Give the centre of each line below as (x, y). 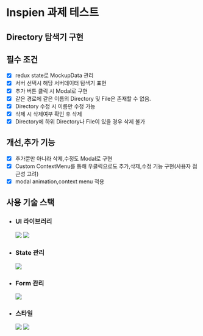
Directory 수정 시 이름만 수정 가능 (55, 106)
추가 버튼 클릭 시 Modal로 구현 (52, 91)
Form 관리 (30, 283)
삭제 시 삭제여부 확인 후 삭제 (48, 114)
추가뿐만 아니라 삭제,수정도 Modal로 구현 (64, 158)
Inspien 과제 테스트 (53, 13)
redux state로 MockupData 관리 (54, 75)
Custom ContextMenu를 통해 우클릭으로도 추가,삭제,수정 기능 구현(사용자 (103, 166)
